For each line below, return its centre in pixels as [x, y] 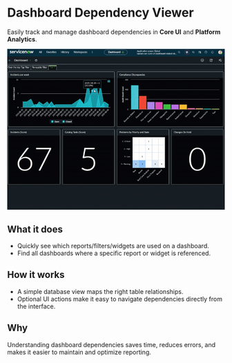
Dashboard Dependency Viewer [101, 13]
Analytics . [22, 39]
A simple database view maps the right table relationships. [100, 291]
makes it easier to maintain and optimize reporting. [79, 352]
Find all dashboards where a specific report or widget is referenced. [114, 253]
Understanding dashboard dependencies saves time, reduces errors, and [112, 344]
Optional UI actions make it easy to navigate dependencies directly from [120, 299]
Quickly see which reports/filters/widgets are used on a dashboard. [113, 246]
